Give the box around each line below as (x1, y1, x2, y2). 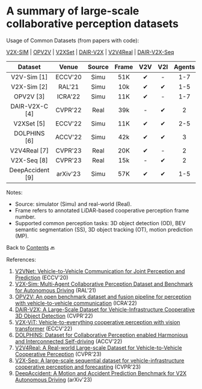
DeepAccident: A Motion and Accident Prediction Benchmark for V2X (14, 369, 187, 376)
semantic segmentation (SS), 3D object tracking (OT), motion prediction (14, 226, 194, 233)
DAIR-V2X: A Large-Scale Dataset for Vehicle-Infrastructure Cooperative (14, 306, 195, 313)
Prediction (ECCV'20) (14, 274, 69, 281)
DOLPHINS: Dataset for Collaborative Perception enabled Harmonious (14, 331, 188, 339)
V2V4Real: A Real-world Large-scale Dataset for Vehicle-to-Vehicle (14, 344, 182, 351)
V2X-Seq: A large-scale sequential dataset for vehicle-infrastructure (14, 357, 185, 364)
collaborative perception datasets (6, 17, 179, 31)
